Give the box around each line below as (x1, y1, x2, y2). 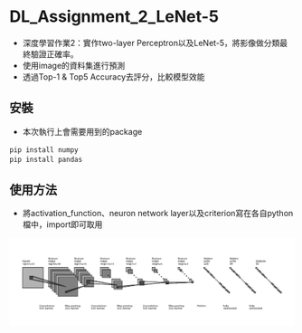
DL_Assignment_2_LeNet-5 (9, 6, 220, 27)
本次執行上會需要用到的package (22, 126, 143, 137)
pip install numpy (9, 145, 79, 155)
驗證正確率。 (30, 48, 79, 60)
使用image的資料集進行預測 (22, 60, 126, 71)
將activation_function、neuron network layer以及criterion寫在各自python (22, 208, 294, 219)
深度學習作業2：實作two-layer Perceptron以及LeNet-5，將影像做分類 (22, 37, 280, 48)
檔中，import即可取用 (22, 219, 103, 230)
